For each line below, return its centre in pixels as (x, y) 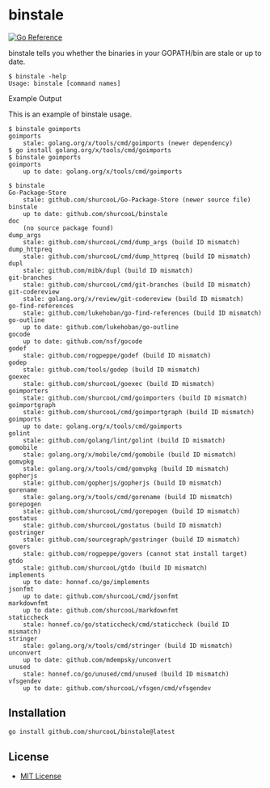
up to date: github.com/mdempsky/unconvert (97, 660)
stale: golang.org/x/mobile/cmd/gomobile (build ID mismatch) (130, 455)
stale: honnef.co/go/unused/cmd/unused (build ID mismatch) (126, 674)
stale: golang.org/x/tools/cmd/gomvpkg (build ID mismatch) (126, 468)
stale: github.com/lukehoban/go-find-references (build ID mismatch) (143, 313)
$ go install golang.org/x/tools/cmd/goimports (90, 150)
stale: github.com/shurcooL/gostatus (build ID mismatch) (122, 525)
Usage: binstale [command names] (65, 83)
